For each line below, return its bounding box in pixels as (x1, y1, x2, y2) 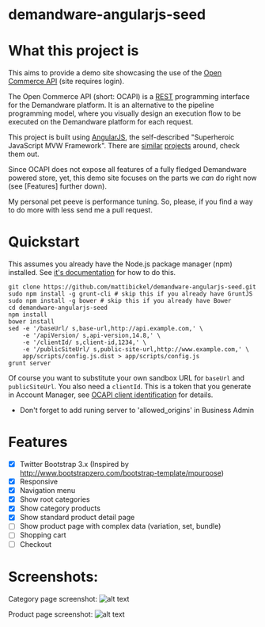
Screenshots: (8, 568, 99, 586)
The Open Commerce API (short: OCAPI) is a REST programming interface (8, 92, 251, 101)
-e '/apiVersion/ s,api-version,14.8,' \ (22, 331, 161, 340)
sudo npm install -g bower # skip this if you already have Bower (8, 297, 232, 305)
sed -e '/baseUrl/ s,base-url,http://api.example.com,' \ (8, 325, 203, 333)
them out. (8, 149, 40, 159)
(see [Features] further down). (8, 182, 107, 191)
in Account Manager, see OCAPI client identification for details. (8, 390, 214, 400)
